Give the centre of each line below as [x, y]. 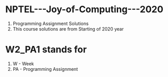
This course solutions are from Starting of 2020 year [68, 29]
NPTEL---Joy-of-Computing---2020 [85, 9]
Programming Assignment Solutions [50, 23]
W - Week [23, 63]
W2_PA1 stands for [46, 50]
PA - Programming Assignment [45, 69]
